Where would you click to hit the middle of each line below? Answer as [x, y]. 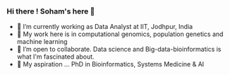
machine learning [42, 42]
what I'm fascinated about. [55, 57]
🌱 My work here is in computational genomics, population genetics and [120, 34]
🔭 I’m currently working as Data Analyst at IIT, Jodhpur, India [105, 27]
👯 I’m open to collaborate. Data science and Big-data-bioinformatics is [119, 50]
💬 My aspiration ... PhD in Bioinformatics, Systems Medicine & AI [110, 64]
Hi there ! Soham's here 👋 [51, 11]
